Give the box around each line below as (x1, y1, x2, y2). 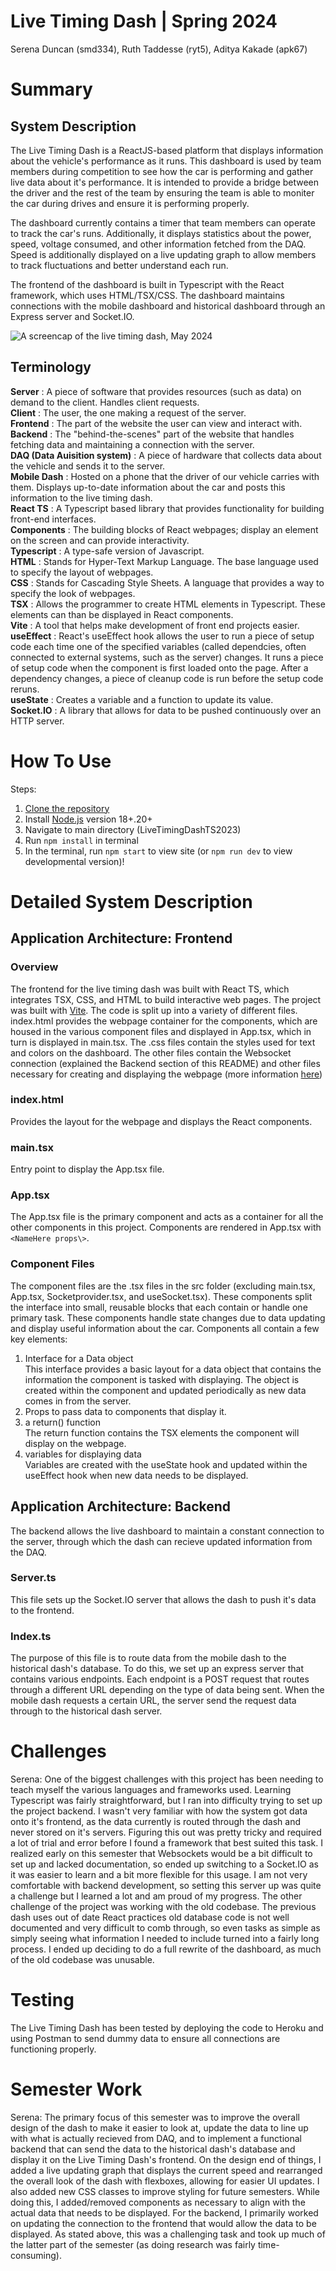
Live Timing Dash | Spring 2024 (10, 10, 278, 33)
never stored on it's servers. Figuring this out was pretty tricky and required (10, 1826, 322, 1839)
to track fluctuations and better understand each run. (10, 259, 229, 271)
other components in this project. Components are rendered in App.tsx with (10, 1221, 322, 1234)
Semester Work (10, 2078, 143, 2101)
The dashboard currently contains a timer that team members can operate (10, 216, 316, 229)
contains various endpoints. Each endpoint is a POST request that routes (10, 1673, 310, 1685)
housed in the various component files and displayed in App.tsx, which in (10, 1025, 312, 1037)
